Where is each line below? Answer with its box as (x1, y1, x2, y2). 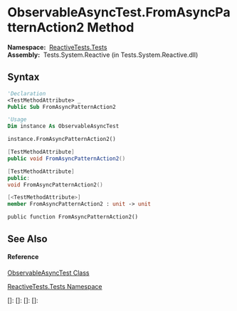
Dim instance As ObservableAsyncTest (7, 122, 120, 130)
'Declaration (7, 90, 46, 97)
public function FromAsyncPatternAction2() (7, 214, 139, 221)
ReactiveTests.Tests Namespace (7, 282, 102, 290)
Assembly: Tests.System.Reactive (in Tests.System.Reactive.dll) (7, 51, 199, 59)
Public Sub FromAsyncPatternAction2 (7, 103, 116, 110)
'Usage (7, 116, 27, 123)
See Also (7, 233, 48, 245)
